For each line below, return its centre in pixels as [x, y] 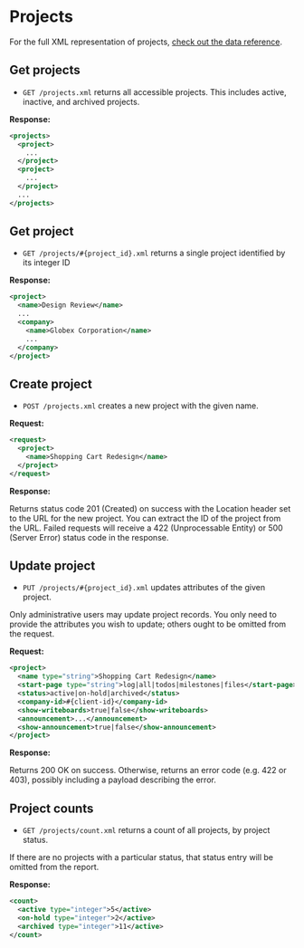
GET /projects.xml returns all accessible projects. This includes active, [154, 91]
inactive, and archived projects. [81, 101]
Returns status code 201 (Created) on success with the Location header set [150, 508]
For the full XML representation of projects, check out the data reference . [146, 42]
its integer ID [46, 263]
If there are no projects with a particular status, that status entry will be [142, 857]
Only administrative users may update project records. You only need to [143, 615]
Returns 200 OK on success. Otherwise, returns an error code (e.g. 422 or [148, 771]
